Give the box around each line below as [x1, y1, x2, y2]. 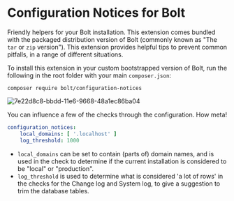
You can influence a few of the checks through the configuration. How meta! [7, 110, 228, 119]
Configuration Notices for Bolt [7, 5, 186, 21]
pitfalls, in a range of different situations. [7, 50, 124, 59]
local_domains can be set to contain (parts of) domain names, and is [17, 149, 214, 158]
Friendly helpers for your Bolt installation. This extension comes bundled [7, 28, 216, 36]
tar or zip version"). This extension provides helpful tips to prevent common [7, 43, 228, 51]
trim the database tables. [17, 186, 89, 195]
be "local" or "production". [17, 164, 94, 172]
